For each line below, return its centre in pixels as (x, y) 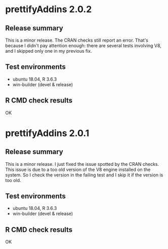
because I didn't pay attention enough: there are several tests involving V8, (83, 46)
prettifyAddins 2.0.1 (47, 133)
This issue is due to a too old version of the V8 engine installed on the (78, 169)
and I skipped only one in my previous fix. (49, 51)
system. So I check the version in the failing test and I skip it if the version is (84, 175)
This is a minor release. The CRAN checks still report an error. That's (77, 40)
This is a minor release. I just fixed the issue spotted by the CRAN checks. (82, 164)
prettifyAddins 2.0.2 (49, 9)
